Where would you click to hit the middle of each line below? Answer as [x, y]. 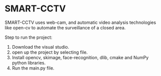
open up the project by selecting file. [50, 52]
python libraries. [29, 63]
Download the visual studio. [40, 47]
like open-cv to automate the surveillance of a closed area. [65, 27]
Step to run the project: [28, 37]
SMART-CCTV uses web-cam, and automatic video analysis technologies [80, 22]
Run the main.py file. [33, 68]
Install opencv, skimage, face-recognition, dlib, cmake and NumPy [80, 57]
